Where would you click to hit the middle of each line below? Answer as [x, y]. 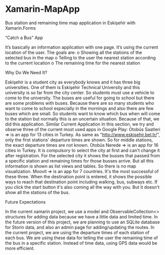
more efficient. [20, 248]
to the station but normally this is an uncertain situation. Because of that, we [82, 119]
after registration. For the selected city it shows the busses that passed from [82, 155]
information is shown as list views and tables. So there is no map [71, 166]
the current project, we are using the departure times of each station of [77, 232]
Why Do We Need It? [26, 72]
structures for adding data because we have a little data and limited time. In [82, 216]
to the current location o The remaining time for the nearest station [73, 63]
